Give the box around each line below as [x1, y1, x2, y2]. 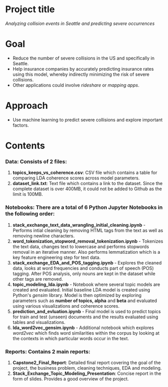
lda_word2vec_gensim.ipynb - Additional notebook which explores [12, 324, 154, 331]
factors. [12, 122, 29, 128]
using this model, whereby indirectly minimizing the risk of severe [12, 71, 150, 77]
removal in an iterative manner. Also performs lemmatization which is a [12, 249, 160, 255]
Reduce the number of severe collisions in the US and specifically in [12, 55, 155, 61]
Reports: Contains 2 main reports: [5, 348, 91, 355]
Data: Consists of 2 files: [5, 158, 67, 165]
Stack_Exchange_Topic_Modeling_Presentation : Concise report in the [12, 370, 161, 376]
